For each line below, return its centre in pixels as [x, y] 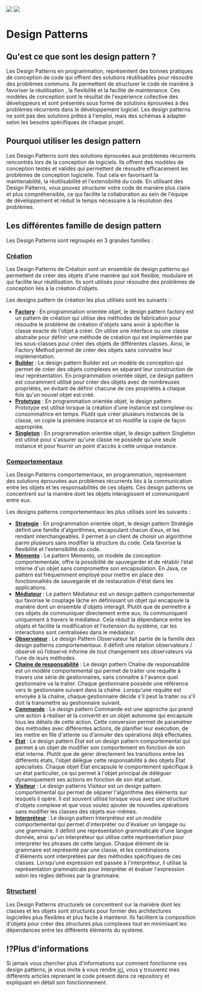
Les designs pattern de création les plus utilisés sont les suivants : [88, 300]
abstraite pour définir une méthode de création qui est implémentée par [103, 337]
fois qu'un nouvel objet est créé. [55, 395]
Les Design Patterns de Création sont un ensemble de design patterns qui [98, 269]
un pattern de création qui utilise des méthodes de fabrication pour [98, 318]
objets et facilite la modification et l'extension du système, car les [96, 626]
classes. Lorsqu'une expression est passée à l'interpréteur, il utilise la [101, 863]
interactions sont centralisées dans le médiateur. [75, 632]
